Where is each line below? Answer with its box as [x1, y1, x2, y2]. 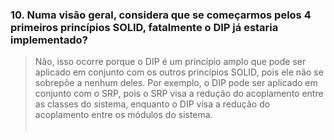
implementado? [10, 33, 88, 47]
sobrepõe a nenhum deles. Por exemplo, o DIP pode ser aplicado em [34, 77, 318, 89]
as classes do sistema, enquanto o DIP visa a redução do [34, 98, 271, 110]
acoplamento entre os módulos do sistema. [34, 109, 213, 121]
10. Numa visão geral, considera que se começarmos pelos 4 [10, 8, 312, 22]
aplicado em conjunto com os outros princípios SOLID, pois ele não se [34, 66, 324, 78]
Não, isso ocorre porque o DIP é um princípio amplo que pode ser [34, 56, 307, 68]
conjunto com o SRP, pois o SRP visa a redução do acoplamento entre [34, 88, 324, 100]
